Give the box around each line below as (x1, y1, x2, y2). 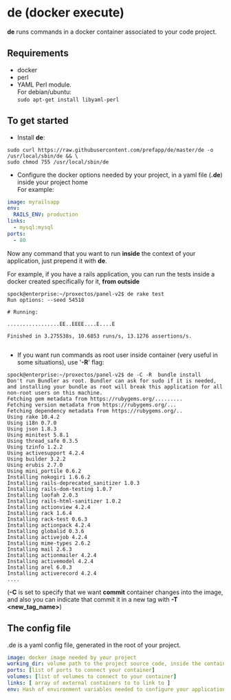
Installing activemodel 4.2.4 (7, 558, 94, 565)
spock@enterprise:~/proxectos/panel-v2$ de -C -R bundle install (7, 371, 201, 378)
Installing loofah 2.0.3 (7, 492, 78, 499)
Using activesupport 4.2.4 (7, 449, 85, 457)
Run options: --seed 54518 (7, 296, 85, 303)
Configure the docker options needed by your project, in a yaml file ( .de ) (16, 171, 223, 179)
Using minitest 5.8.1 (7, 431, 69, 438)
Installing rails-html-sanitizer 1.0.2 (7, 497, 122, 505)
